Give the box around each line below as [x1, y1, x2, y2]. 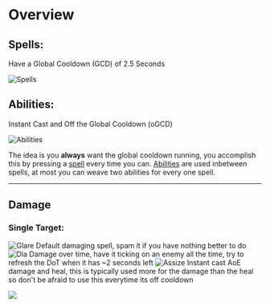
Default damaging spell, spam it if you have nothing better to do [35, 240, 247, 250]
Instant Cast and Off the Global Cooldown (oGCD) [8, 119, 173, 129]
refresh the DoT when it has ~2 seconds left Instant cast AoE [8, 257, 241, 267]
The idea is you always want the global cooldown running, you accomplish [8, 150, 256, 160]
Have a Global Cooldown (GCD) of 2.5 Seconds [8, 59, 166, 68]
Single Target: [8, 223, 64, 234]
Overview [8, 6, 75, 24]
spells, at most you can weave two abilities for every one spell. [8, 167, 215, 177]
